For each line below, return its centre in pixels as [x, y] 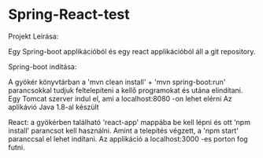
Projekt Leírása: [33, 36]
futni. [17, 147]
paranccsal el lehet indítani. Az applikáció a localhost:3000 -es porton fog [128, 138]
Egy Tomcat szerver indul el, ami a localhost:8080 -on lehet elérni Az [120, 98]
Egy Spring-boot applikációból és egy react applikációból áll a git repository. [132, 51]
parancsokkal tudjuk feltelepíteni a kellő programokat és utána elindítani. [126, 90]
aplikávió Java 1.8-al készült [54, 107]
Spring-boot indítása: [43, 66]
